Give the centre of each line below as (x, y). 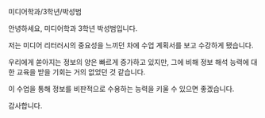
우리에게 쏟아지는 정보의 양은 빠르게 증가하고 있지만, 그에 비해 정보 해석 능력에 (129, 62)
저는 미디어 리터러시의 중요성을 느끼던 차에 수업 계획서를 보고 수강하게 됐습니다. (131, 45)
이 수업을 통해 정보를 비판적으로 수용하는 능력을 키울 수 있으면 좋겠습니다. (121, 89)
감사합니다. (25, 106)
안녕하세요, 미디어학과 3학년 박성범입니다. (73, 29)
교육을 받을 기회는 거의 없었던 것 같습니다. (81, 72)
